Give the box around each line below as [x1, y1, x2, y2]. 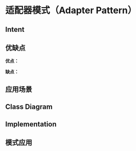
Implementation [5, 120, 57, 128]
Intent [5, 25, 24, 33]
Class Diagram [5, 102, 52, 111]
